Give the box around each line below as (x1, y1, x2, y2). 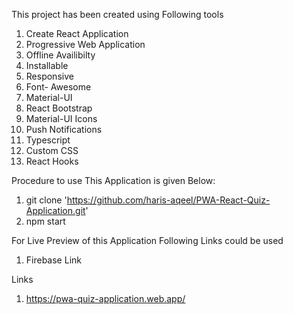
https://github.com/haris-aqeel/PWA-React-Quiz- (66, 194, 271, 206)
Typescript (25, 134, 71, 146)
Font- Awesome (25, 81, 92, 93)
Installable (25, 60, 69, 71)
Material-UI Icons (25, 113, 98, 124)
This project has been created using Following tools (11, 9, 224, 20)
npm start (25, 215, 66, 227)
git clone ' (25, 194, 68, 206)
